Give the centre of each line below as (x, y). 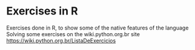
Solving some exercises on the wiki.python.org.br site (73, 34)
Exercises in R (42, 11)
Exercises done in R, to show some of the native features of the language (97, 28)
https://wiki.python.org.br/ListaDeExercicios (61, 40)
